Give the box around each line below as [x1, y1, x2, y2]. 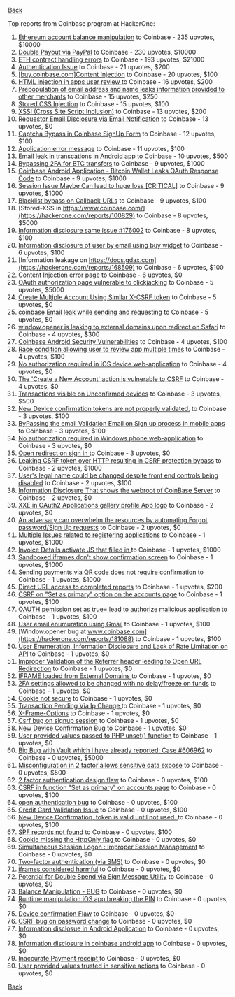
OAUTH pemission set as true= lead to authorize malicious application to [17, 605, 228, 613]
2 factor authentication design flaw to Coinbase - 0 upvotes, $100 [17, 776, 208, 784]
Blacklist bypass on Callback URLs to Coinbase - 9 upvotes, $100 [17, 196, 207, 205]
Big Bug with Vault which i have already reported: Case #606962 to [17, 746, 213, 754]
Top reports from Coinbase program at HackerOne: [8, 20, 155, 27]
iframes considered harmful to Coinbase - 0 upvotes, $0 [17, 865, 181, 873]
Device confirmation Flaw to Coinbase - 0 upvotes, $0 [17, 910, 175, 918]
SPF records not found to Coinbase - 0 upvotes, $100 [17, 828, 173, 836]
